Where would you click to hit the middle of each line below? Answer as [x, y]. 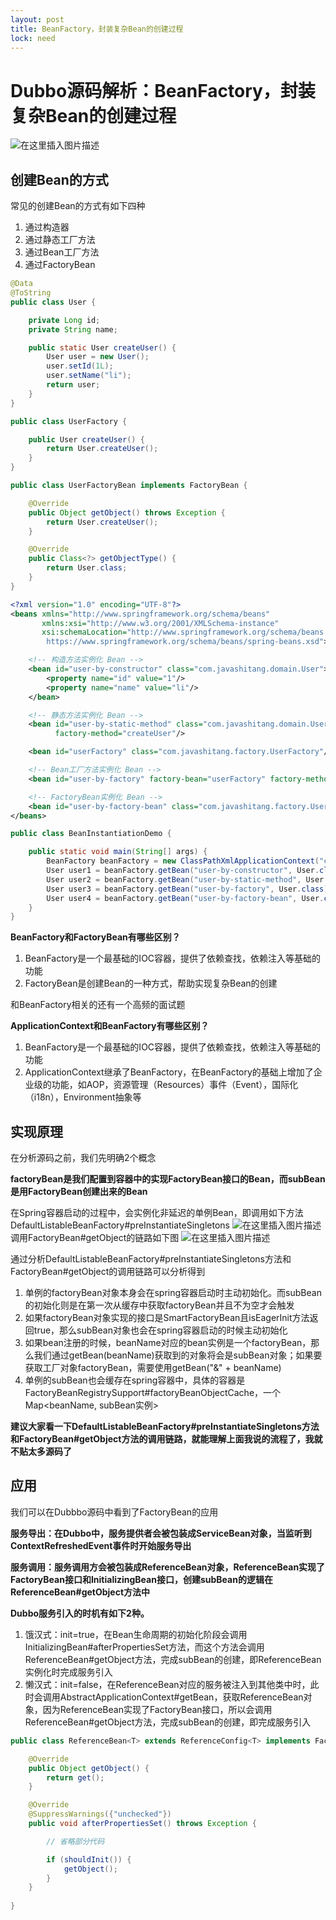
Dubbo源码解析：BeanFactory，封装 [163, 90]
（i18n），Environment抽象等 [83, 1097]
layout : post [37, 19]
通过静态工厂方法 [60, 240]
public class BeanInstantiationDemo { [91, 834]
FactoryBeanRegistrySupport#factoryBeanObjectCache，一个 [153, 1393]
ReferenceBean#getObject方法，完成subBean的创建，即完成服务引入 [168, 1722]
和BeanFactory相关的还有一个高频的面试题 [98, 1005]
